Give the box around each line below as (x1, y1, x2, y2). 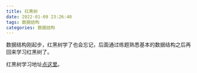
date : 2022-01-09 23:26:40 (6, 14, 72, 20)
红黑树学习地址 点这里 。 (6, 61, 63, 68)
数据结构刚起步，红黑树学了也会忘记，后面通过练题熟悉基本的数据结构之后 (6, 41, 186, 48)
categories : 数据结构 (6, 24, 56, 31)
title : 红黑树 (6, 8, 38, 14)
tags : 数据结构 (6, 19, 40, 25)
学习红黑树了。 (16, 49, 53, 56)
